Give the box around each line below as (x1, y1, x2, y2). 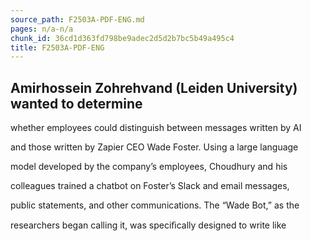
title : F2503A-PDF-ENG (10, 42, 105, 53)
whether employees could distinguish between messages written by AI (10, 122, 302, 134)
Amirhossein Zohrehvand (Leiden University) (10, 79, 298, 96)
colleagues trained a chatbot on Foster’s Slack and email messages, (10, 180, 290, 192)
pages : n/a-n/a (10, 24, 74, 34)
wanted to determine (10, 95, 143, 112)
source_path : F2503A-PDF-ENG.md (10, 14, 145, 25)
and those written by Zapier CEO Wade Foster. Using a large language (10, 141, 299, 153)
